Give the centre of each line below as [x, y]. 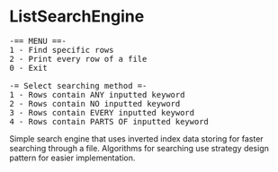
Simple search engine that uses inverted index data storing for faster [136, 138]
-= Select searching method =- [78, 86]
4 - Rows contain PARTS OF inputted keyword [109, 121]
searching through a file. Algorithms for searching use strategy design [139, 148]
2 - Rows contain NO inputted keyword [95, 103]
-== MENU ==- [38, 41]
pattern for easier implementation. [72, 158]
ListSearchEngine [77, 17]
